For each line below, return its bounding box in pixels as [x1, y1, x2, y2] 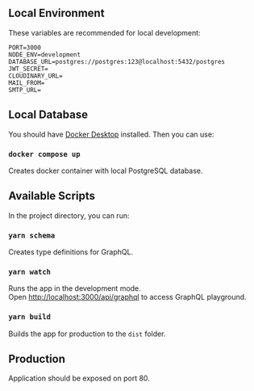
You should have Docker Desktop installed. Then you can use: [8, 129, 214, 139]
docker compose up [8, 149, 81, 158]
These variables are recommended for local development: [8, 27, 201, 37]
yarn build [8, 313, 51, 322]
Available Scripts [8, 189, 95, 203]
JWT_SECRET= [8, 65, 48, 73]
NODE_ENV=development [8, 50, 81, 59]
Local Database [8, 108, 89, 122]
